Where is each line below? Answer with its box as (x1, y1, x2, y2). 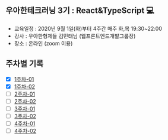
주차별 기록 (5, 58, 44, 69)
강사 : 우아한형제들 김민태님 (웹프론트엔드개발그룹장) (14, 32, 136, 40)
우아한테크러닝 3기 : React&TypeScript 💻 (5, 5, 155, 16)
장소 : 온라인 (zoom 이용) (14, 40, 73, 47)
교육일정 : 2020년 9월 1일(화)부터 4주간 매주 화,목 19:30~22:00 (14, 25, 163, 32)
